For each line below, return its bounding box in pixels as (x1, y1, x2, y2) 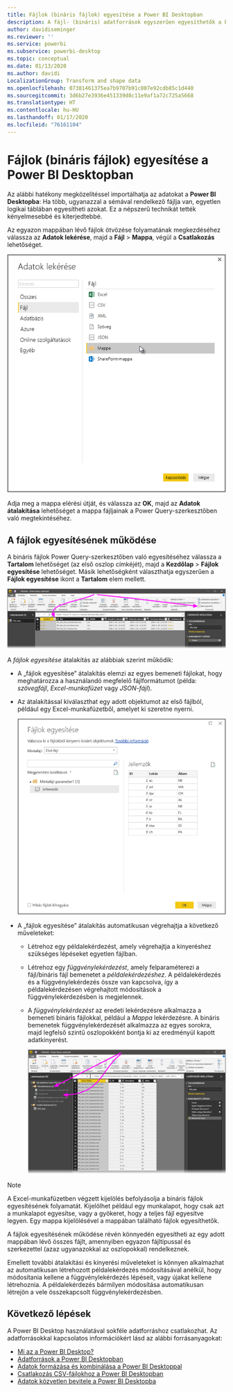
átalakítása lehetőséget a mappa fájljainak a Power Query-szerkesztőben (7, 506, 218, 515)
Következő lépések (7, 1308, 92, 1320)
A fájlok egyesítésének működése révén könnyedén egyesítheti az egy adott (7, 1230, 225, 1238)
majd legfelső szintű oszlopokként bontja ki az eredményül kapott (27, 1028, 215, 1037)
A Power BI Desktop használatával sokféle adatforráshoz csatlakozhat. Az (7, 1326, 218, 1335)
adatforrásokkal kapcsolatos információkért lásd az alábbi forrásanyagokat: (7, 1334, 223, 1342)
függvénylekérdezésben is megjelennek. (27, 992, 144, 1001)
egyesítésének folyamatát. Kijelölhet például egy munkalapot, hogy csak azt (7, 1201, 224, 1210)
